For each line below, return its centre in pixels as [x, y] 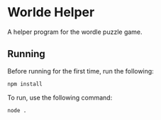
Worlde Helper [51, 12]
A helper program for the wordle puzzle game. [75, 32]
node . [17, 110]
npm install [25, 84]
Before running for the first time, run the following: [80, 71]
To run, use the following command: [60, 97]
